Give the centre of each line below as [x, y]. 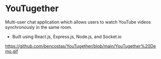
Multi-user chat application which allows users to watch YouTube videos [78, 22]
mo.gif [11, 51]
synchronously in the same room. [39, 27]
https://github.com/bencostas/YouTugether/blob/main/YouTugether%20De [80, 46]
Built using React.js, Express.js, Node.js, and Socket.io [67, 37]
